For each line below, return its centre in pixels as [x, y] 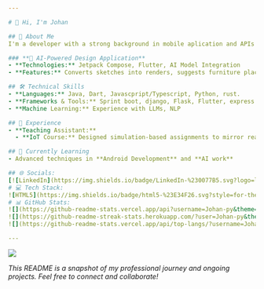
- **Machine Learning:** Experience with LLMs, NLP [94, 108]
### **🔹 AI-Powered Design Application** [77, 58]
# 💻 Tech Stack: [36, 188]
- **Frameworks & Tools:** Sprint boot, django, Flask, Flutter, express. [133, 101]
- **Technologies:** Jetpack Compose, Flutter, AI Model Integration [125, 65]
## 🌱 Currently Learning [49, 152]
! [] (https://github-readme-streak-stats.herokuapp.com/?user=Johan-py [126, 217]
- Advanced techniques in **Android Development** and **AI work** [121, 159]
